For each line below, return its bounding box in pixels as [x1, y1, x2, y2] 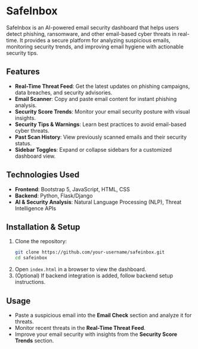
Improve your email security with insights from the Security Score [14, 330, 178, 338]
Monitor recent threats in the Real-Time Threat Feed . [14, 324, 146, 331]
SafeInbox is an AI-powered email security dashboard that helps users [6, 24, 179, 31]
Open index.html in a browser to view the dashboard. [14, 266, 147, 273]
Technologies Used [6, 170, 79, 180]
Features [6, 67, 40, 77]
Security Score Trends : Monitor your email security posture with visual [14, 108, 190, 115]
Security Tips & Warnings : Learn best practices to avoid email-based [14, 121, 187, 128]
